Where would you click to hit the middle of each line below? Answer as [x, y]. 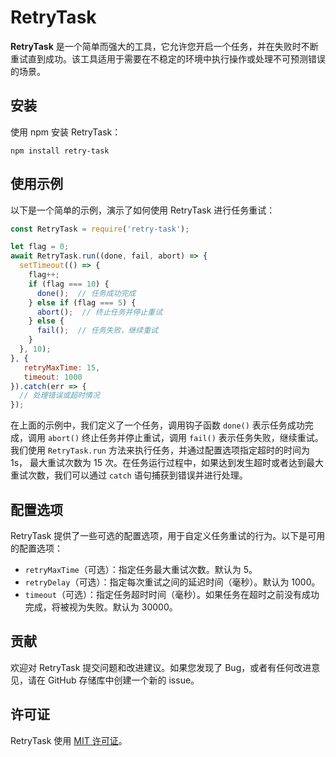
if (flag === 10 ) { [69, 284]
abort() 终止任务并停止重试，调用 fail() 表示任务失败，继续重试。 [185, 438]
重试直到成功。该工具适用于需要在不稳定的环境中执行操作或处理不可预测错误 [168, 58]
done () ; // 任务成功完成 [86, 293]
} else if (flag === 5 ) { [82, 302]
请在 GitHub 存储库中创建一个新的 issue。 [113, 680]
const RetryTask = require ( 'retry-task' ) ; [100, 229]
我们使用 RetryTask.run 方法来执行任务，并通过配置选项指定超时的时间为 [160, 450]
